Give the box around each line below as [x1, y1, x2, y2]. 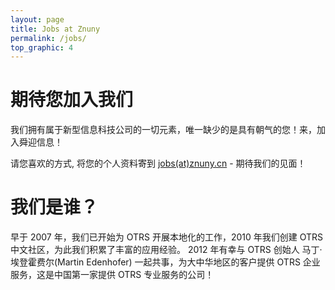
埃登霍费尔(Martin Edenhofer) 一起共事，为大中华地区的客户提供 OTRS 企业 [10, 256, 321, 268]
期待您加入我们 [10, 89, 134, 111]
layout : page [10, 14, 65, 25]
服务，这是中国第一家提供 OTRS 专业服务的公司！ [10, 269, 215, 281]
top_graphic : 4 [10, 42, 74, 53]
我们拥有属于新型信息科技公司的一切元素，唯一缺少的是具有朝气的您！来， [10, 124, 317, 136]
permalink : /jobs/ [10, 33, 87, 43]
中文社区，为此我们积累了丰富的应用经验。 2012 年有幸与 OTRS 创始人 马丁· [10, 244, 323, 256]
